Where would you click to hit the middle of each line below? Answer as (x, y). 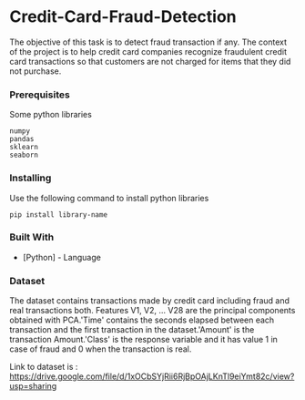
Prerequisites (40, 95)
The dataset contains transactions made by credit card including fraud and (149, 301)
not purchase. (36, 71)
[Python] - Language (62, 257)
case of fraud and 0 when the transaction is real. (101, 349)
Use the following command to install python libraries (109, 198)
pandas (22, 139)
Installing (30, 178)
